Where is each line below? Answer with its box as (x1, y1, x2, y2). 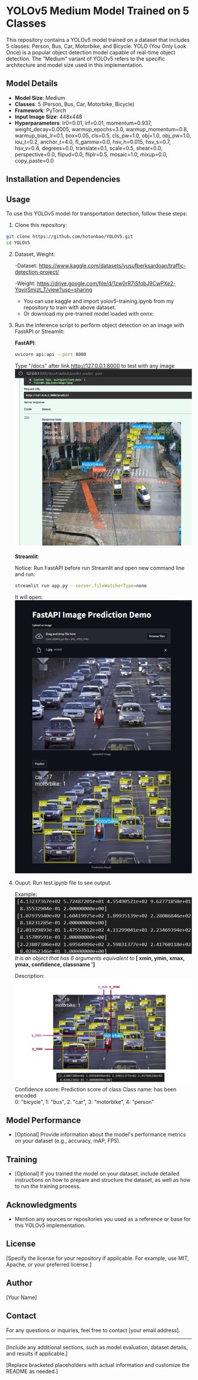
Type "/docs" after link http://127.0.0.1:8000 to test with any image (14, 362, 175, 369)
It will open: (14, 594, 43, 601)
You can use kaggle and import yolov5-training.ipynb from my (23, 297, 174, 304)
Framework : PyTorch (14, 106, 67, 114)
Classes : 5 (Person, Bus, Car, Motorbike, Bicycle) (14, 101, 135, 108)
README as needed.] (6, 1368, 58, 1375)
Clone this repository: (14, 221, 67, 228)
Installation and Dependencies (6, 174, 121, 184)
